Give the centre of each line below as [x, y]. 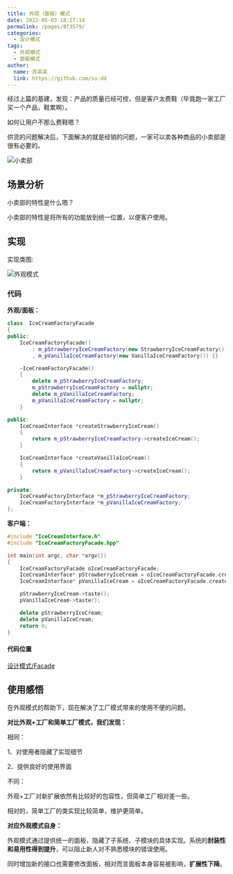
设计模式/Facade [31, 666]
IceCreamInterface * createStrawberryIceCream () [89, 426]
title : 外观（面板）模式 [39, 14]
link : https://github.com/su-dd [60, 78]
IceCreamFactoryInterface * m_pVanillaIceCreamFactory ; [101, 503]
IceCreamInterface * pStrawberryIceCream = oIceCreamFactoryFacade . [119, 575]
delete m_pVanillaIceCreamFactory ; [84, 394]
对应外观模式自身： [35, 826]
